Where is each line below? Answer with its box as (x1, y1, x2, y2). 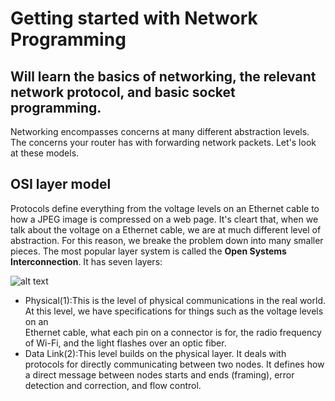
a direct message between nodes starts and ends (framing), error (24, 368, 295, 381)
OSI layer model (10, 176, 112, 193)
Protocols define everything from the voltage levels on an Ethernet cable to (10, 202, 320, 214)
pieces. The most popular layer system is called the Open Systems (10, 245, 287, 257)
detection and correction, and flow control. (24, 379, 202, 391)
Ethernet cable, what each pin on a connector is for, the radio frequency (24, 326, 322, 338)
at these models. (10, 147, 80, 159)
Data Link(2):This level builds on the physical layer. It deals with (24, 347, 287, 359)
